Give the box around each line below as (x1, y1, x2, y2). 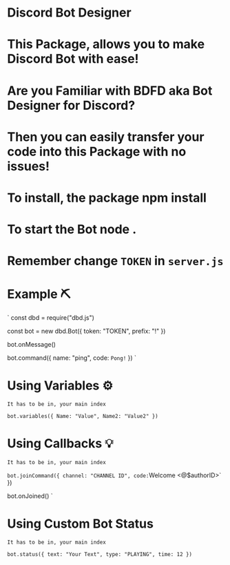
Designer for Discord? (7, 97, 136, 113)
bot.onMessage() (7, 341, 56, 349)
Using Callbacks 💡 (7, 436, 114, 452)
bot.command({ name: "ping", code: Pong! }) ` (7, 354, 136, 362)
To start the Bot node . (7, 222, 137, 238)
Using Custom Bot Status (7, 516, 154, 532)
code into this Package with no (7, 144, 187, 160)
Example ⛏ (7, 286, 71, 302)
